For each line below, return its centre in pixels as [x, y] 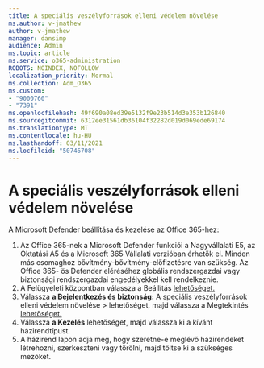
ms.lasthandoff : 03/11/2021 [56, 143]
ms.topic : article [39, 53]
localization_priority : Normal [61, 76]
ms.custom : [27, 91]
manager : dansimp [38, 38]
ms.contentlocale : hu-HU [50, 135]
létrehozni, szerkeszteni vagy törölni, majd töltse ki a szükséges [126, 348]
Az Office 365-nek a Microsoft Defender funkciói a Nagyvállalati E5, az [138, 246]
